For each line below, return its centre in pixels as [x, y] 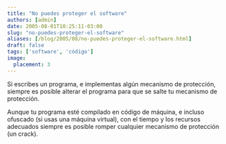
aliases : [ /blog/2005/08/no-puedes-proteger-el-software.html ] [100, 39]
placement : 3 [32, 64]
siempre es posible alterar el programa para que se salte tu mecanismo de [112, 91]
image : [16, 58]
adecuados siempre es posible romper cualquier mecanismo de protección [113, 126]
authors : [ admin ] [32, 20]
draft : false [26, 45]
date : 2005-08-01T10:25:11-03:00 [55, 26]
